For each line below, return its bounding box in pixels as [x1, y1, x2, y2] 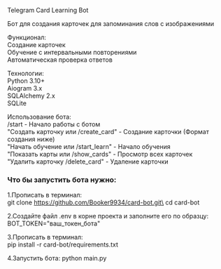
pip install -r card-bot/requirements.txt [7, 240, 119, 249]
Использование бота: [7, 112, 71, 121]
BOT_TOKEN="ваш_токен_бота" [7, 219, 101, 228]
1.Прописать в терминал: [7, 191, 83, 199]
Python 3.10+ [7, 77, 45, 85]
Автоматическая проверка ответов [7, 55, 113, 64]
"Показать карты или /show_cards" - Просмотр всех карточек [7, 150, 193, 158]
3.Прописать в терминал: [7, 233, 83, 242]
